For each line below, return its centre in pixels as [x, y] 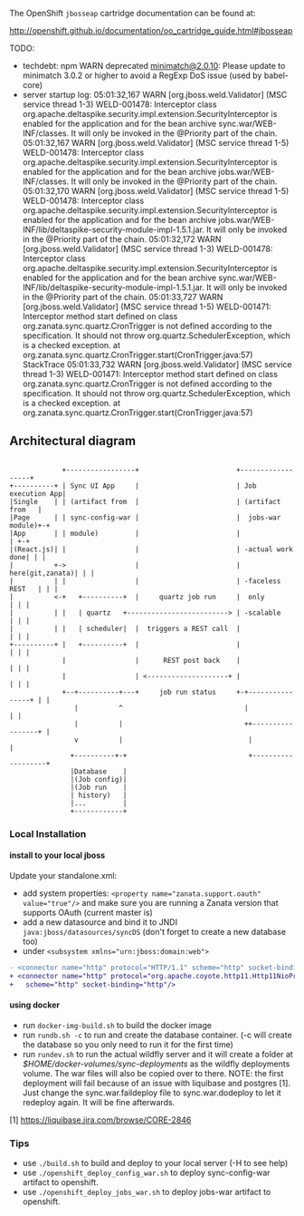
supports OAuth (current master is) [88, 912]
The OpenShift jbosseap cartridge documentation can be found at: [133, 13]
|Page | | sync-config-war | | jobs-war [145, 517]
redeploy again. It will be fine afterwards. [99, 1102]
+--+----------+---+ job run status [139, 692]
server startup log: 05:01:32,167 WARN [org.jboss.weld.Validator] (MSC [155, 95]
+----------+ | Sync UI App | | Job [133, 486]
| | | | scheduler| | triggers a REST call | [125, 628]
